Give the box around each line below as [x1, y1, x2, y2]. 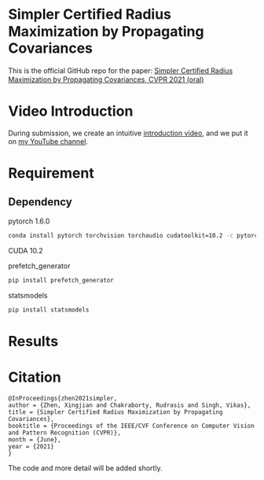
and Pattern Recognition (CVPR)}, [8, 429, 122, 437]
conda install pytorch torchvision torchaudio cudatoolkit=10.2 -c [8, 231, 234, 239]
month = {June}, [8, 435, 61, 444]
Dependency [8, 195, 72, 209]
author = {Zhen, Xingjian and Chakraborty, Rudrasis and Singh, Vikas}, [8, 401, 251, 409]
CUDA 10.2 [8, 246, 43, 255]
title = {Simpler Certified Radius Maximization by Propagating [8, 408, 223, 416]
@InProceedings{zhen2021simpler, [8, 394, 118, 402]
